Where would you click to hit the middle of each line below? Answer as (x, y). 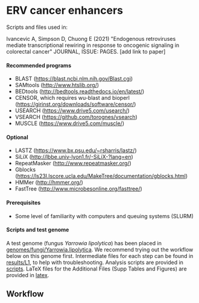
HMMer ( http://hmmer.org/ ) (49, 182)
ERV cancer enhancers (65, 11)
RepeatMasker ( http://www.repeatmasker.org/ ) (73, 164)
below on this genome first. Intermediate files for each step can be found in (100, 256)
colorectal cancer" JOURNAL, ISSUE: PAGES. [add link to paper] (86, 51)
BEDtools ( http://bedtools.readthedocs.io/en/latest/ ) (80, 91)
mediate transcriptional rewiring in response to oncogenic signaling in (93, 45)
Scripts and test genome (38, 230)
